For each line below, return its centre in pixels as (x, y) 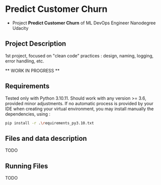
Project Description (36, 44)
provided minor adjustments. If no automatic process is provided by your (79, 103)
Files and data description (46, 138)
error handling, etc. (25, 61)
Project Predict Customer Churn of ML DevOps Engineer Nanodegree (84, 23)
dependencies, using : (28, 114)
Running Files (27, 166)
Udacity (20, 28)
